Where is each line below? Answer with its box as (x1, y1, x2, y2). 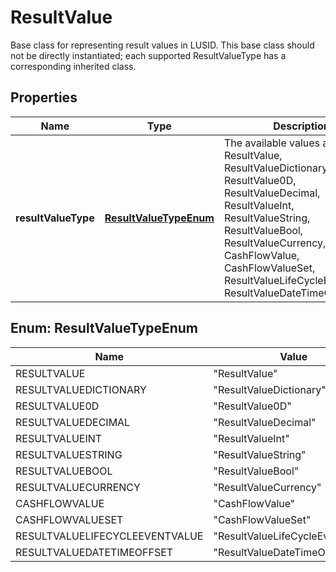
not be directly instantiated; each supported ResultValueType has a (10, 49, 287, 61)
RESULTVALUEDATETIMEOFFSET (15, 545, 174, 559)
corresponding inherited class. (10, 60, 137, 72)
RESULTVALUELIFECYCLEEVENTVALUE (15, 529, 204, 543)
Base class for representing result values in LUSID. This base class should (10, 39, 315, 51)
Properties (10, 89, 78, 106)
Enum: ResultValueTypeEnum (10, 320, 198, 337)
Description (273, 119, 330, 133)
